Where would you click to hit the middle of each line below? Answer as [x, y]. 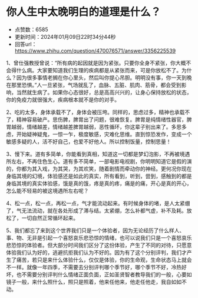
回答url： [26, 44]
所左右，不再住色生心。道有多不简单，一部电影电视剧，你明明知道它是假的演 [99, 161]
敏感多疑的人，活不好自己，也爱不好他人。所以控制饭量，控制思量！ [89, 141]
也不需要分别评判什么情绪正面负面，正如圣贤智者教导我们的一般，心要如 [104, 274]
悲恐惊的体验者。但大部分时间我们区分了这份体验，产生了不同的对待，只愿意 [99, 245]
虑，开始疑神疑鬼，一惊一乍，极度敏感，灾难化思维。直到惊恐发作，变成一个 [99, 134]
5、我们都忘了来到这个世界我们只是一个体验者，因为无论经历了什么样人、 [95, 230]
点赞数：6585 [31, 29]
